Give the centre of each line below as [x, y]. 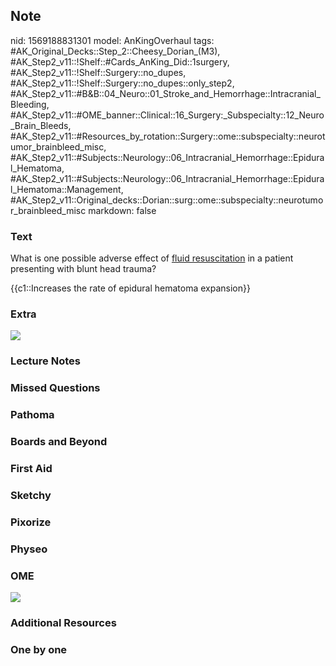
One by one [39, 649]
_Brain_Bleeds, [41, 125]
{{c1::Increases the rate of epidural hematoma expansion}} [130, 288]
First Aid [31, 469]
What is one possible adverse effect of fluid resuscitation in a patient [152, 258]
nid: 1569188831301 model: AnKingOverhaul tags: [112, 40]
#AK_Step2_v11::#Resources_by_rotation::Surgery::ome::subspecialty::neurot [168, 136]
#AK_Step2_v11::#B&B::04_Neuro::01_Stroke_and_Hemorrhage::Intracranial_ [165, 93]
